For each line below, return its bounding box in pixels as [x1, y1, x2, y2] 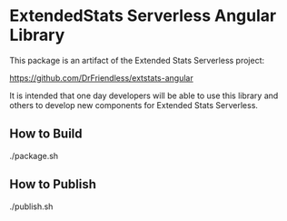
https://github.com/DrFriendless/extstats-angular [9, 72, 193, 83]
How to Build [9, 126, 84, 142]
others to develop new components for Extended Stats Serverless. [9, 99, 259, 110]
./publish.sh [9, 201, 54, 212]
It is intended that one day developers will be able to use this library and [9, 90, 279, 101]
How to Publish [9, 176, 97, 192]
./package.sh [9, 150, 59, 161]
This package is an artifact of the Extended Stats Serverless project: [9, 55, 265, 65]
